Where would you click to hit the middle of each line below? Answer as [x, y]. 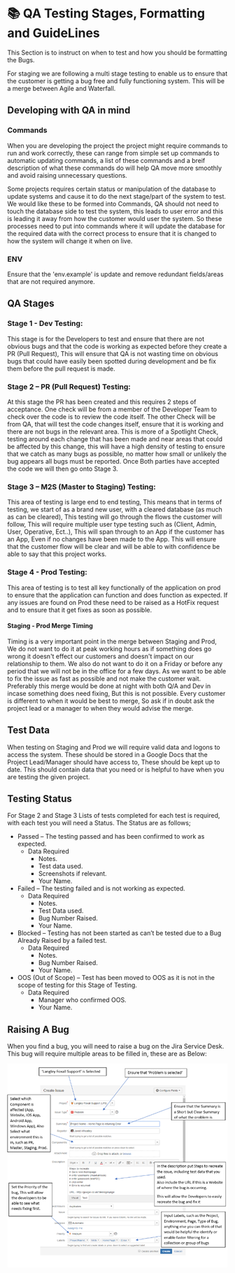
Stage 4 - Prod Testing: [47, 572]
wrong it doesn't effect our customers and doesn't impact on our [101, 656]
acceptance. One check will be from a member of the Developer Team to [112, 409]
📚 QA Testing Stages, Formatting [106, 14]
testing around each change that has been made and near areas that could [115, 439]
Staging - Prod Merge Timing [50, 626]
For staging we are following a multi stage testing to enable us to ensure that [117, 73]
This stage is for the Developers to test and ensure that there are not [106, 339]
